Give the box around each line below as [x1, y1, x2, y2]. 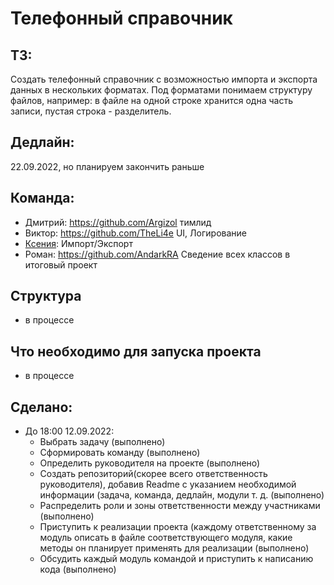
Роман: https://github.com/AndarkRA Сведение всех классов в [24, 248, 291, 260]
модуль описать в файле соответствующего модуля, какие [39, 532, 293, 544]
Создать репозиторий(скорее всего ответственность [39, 468, 268, 480]
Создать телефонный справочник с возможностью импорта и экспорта [10, 73, 318, 85]
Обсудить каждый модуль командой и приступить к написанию [39, 553, 314, 565]
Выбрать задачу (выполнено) [39, 436, 166, 448]
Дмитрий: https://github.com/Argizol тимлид [24, 216, 212, 228]
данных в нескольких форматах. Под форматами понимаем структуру [10, 84, 313, 96]
